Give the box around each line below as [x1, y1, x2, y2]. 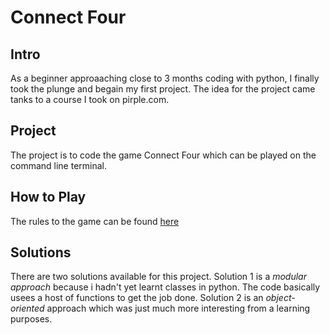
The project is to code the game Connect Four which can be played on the [10, 149, 317, 161]
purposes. [10, 313, 53, 325]
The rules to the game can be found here [10, 215, 180, 227]
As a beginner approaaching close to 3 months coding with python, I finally [10, 72, 320, 84]
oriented [10, 302, 45, 315]
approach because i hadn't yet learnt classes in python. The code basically [10, 281, 321, 293]
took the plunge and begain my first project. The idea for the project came [10, 83, 316, 95]
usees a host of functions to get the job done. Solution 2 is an [10, 292, 264, 304]
